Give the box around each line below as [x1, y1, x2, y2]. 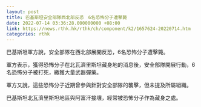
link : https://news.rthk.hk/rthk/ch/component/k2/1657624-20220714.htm [6, 25, 191, 32]
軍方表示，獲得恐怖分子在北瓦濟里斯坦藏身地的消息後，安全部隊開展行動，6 [6, 61, 196, 69]
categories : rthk [6, 31, 50, 37]
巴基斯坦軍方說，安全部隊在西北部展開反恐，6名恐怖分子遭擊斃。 [6, 49, 169, 56]
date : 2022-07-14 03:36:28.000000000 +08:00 [6, 20, 120, 26]
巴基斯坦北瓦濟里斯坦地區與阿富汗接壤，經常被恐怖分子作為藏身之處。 [6, 94, 182, 102]
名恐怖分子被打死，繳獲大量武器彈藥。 [6, 69, 102, 76]
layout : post [6, 8, 39, 15]
